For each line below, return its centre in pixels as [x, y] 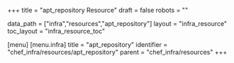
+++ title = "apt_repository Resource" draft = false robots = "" [98, 10]
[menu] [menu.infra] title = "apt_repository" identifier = [88, 44]
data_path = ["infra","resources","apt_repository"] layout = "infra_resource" [117, 23]
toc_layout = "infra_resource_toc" [56, 31]
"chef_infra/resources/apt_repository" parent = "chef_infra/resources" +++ [117, 52]
